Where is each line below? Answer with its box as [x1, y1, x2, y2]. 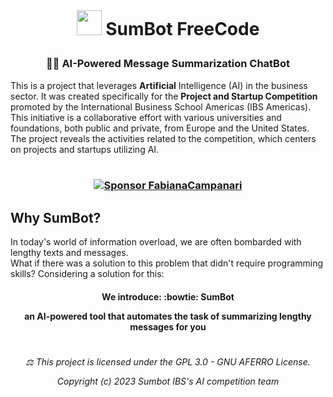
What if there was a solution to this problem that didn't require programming [10, 257, 324, 269]
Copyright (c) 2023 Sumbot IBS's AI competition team [56, 375, 280, 388]
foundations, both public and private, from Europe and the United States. [10, 122, 310, 134]
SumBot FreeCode [105, 18, 260, 41]
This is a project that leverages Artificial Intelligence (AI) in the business [10, 79, 308, 91]
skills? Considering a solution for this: [10, 268, 165, 280]
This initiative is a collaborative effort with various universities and [10, 111, 282, 123]
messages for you [129, 320, 207, 333]
